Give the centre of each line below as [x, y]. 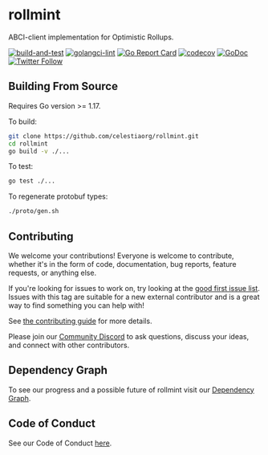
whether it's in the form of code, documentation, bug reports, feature [122, 264]
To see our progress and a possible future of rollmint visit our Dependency [131, 389]
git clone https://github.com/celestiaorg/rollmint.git [104, 136]
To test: [21, 166]
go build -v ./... [39, 151]
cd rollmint [28, 143]
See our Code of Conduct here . [60, 443]
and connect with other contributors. [69, 345]
